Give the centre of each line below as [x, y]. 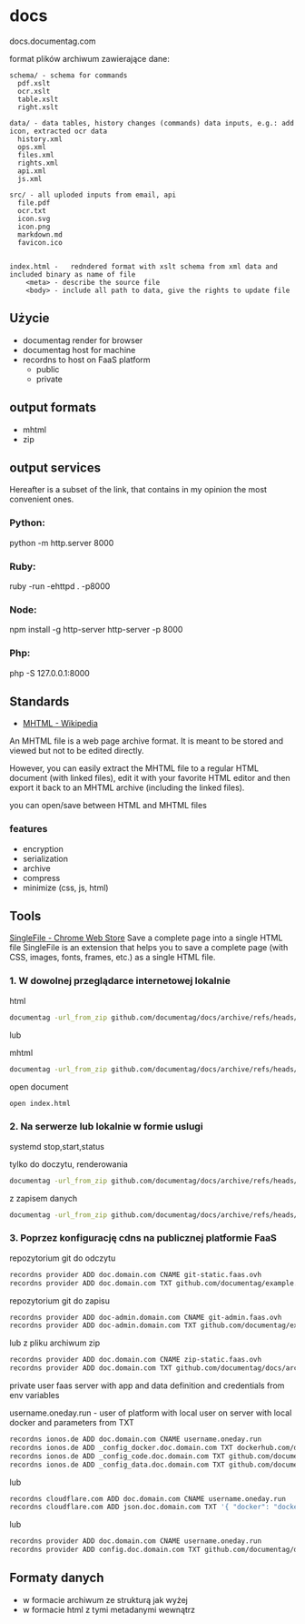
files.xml [36, 155]
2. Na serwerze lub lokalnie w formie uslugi [106, 1127]
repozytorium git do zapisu [60, 1300]
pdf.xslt [34, 83]
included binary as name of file [73, 274]
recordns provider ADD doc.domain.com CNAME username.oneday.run [135, 1541]
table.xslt [38, 99]
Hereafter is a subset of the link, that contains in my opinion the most [138, 490]
